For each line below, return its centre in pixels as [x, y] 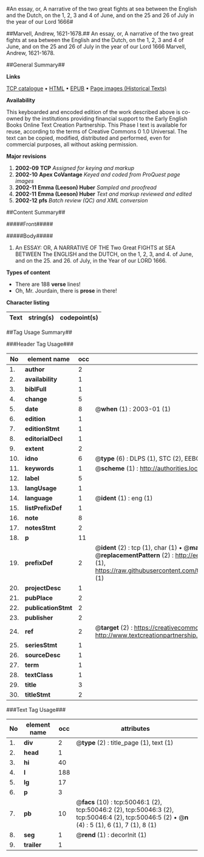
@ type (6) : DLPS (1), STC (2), [139, 458]
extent [35, 449]
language [39, 498]
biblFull [36, 389]
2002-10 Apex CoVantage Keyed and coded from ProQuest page [97, 174]
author [35, 369]
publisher [39, 618]
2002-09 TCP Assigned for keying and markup [75, 168]
